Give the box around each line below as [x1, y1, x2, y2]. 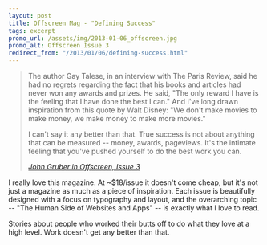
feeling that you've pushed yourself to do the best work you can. [27, 146, 242, 156]
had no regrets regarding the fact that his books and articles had [27, 80, 241, 89]
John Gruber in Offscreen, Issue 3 [27, 162, 140, 171]
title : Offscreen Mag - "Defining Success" [8, 19, 156, 27]
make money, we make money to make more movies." [27, 114, 206, 123]
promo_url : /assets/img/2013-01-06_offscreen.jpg [8, 34, 178, 43]
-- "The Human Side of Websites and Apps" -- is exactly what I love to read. [8, 203, 260, 213]
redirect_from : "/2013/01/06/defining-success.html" [8, 49, 188, 57]
